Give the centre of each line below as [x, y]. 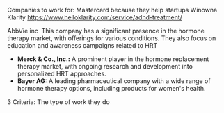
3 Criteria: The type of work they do [58, 102]
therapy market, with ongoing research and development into [105, 66]
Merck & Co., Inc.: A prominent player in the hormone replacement [113, 59]
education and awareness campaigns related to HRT [82, 45]
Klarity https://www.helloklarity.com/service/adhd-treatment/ [95, 17]
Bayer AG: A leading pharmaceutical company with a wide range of [114, 81]
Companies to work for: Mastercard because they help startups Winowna [112, 10]
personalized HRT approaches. [62, 73]
